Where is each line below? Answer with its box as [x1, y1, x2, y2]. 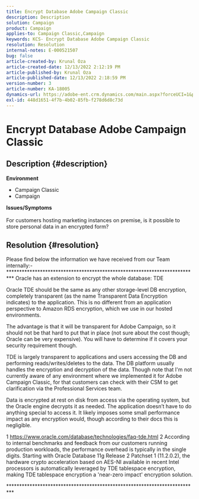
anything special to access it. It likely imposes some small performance [6, 409, 180, 416]
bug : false [6, 53, 33, 59]
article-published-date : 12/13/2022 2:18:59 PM [6, 75, 126, 81]
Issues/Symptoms [6, 204, 52, 211]
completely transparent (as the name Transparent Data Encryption [6, 292, 168, 300]
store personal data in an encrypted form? [6, 223, 109, 230]
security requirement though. [6, 342, 78, 349]
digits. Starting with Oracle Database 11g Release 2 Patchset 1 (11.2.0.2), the [6, 452, 191, 459]
